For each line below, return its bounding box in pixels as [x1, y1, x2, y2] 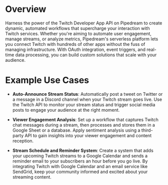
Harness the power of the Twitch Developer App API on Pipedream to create [5, 20, 162, 26]
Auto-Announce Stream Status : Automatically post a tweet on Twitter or [12, 91, 163, 97]
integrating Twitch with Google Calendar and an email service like [12, 163, 148, 169]
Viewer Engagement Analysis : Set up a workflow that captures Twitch [12, 116, 159, 123]
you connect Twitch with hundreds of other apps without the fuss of [5, 41, 145, 47]
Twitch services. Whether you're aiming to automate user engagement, [5, 30, 151, 36]
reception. [12, 138, 34, 144]
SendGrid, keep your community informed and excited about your [12, 169, 148, 175]
